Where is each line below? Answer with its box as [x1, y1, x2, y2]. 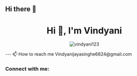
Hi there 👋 [5, 5, 37, 13]
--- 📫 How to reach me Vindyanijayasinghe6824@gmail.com [5, 51, 132, 57]
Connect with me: [5, 66, 50, 73]
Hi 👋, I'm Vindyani [47, 25, 122, 36]
